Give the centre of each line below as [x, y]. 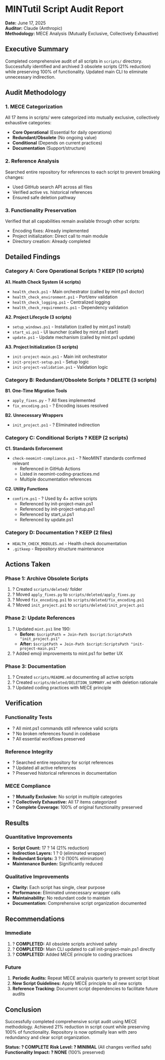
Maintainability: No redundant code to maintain [61, 898]
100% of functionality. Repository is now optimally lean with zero [71, 1032]
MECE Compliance [28, 786]
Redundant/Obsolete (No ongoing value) [55, 138]
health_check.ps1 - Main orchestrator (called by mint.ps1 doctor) [78, 291]
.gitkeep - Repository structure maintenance [58, 549]
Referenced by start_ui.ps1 [47, 514]
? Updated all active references [44, 768]
